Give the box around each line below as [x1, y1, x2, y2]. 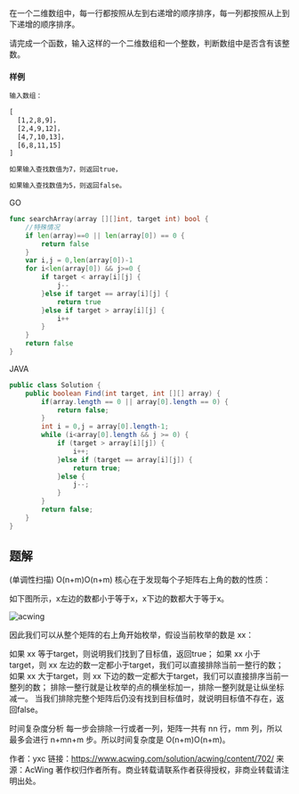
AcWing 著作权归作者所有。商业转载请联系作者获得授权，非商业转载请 [24, 764, 282, 774]
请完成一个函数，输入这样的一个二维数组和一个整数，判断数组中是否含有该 [9, 38, 282, 48]
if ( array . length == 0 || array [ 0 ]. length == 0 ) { [41, 397, 229, 406]
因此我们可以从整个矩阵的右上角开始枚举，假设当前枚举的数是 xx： [9, 629, 255, 640]
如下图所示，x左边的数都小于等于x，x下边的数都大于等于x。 [9, 592, 230, 604]
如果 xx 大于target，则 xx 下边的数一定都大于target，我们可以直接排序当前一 [9, 670, 289, 681]
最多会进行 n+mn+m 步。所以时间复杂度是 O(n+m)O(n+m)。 [9, 734, 230, 745]
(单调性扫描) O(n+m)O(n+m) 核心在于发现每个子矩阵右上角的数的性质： [9, 574, 271, 584]
